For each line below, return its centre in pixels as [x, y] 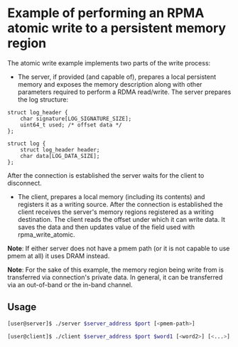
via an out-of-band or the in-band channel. [70, 284]
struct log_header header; [60, 150]
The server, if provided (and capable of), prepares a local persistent [117, 77]
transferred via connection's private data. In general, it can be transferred [115, 277]
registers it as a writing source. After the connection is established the [120, 204]
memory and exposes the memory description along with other [110, 84]
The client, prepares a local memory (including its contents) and [111, 196]
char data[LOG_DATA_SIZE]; [60, 156]
